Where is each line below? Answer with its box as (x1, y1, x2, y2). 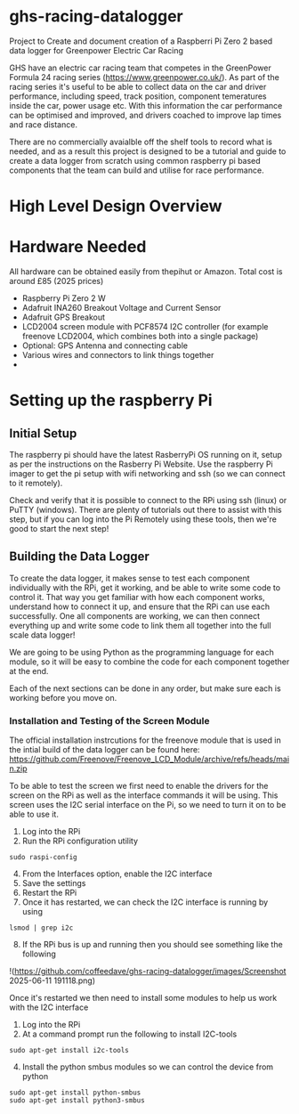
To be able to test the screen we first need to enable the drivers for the (9, 781, 269, 792)
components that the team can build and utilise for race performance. (9, 165, 264, 175)
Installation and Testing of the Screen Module (9, 714, 210, 727)
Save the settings (21, 878, 86, 889)
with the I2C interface (9, 1002, 89, 1012)
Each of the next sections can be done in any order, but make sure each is (9, 683, 282, 694)
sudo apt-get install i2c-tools (9, 1046, 129, 1055)
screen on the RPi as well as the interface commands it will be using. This (9, 790, 279, 801)
